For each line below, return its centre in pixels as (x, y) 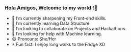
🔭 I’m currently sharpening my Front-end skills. (59, 18)
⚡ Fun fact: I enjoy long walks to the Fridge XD (58, 44)
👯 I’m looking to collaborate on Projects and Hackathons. (69, 29)
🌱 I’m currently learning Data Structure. (51, 23)
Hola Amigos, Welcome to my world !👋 (51, 8)
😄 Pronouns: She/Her (34, 39)
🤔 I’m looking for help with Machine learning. (57, 34)
